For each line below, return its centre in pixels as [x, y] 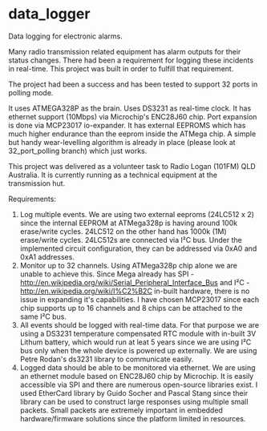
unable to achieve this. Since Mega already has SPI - [107, 274]
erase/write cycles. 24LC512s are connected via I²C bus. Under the [131, 240]
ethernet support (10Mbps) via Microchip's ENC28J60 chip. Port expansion [133, 116]
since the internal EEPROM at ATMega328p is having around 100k [129, 223]
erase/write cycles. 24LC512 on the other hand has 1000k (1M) [123, 231]
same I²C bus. [43, 316]
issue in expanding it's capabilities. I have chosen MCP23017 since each [140, 299]
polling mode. [31, 92]
